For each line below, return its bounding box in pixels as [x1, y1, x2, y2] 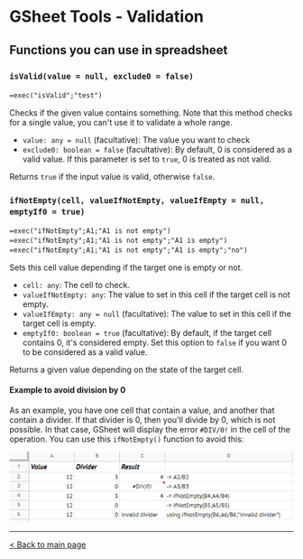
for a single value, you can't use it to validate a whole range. [9, 116, 233, 127]
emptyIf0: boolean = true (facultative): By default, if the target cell [22, 327, 272, 338]
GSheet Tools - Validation [9, 6, 205, 27]
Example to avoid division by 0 [9, 385, 126, 396]
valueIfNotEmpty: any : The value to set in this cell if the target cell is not [22, 289, 290, 300]
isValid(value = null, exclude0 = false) [9, 70, 194, 81]
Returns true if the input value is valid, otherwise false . [9, 171, 216, 182]
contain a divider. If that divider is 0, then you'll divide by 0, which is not [9, 414, 276, 425]
